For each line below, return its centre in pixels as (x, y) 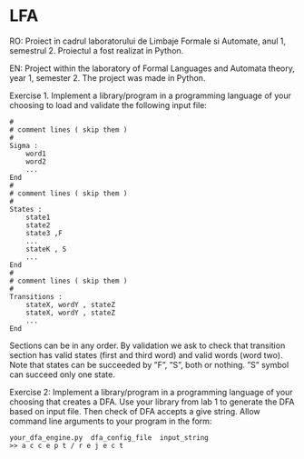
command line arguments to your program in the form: (111, 421)
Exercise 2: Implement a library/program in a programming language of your (151, 392)
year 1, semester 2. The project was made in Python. (108, 77)
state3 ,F (44, 233)
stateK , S (46, 249)
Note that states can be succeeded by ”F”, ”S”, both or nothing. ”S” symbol (149, 364)
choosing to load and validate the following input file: (108, 105)
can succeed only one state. (62, 374)
